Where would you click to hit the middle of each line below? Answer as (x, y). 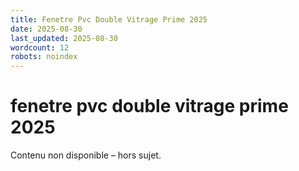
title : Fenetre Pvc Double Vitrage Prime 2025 (109, 19)
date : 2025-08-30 (46, 29)
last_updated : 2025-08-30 (64, 38)
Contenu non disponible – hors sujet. (86, 155)
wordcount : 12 (40, 47)
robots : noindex (44, 57)
